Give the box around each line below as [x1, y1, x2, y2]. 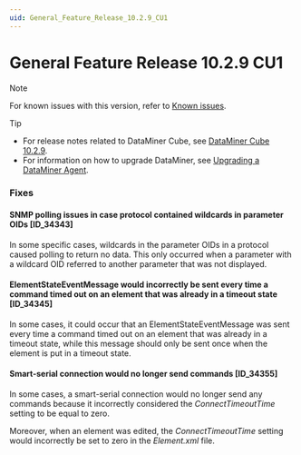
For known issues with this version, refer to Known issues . [9, 100, 227, 111]
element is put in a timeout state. [9, 347, 131, 359]
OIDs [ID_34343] [9, 219, 74, 230]
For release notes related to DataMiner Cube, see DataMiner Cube [22, 135, 270, 146]
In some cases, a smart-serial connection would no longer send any [9, 389, 263, 400]
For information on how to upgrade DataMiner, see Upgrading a [22, 154, 260, 165]
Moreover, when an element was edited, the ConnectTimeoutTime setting [9, 426, 284, 437]
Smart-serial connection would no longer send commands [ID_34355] [9, 369, 278, 380]
